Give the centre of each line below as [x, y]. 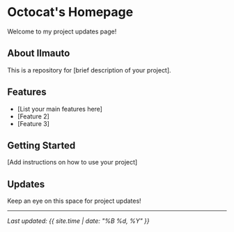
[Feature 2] [33, 116]
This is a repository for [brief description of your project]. [89, 70]
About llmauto [39, 53]
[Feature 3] [33, 123]
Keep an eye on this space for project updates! [74, 201]
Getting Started [41, 145]
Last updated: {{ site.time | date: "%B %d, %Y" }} [78, 221]
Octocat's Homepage [70, 12]
